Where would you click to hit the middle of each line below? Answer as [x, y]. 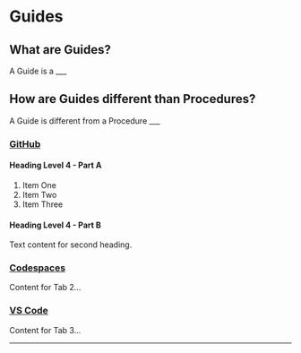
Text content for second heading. [71, 245]
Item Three [43, 204]
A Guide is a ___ [38, 71]
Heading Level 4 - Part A [56, 165]
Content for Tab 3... [45, 330]
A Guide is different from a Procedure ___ [85, 121]
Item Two [39, 194]
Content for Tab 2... [45, 288]
